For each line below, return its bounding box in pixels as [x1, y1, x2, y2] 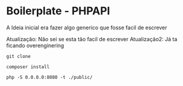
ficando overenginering [6, 42, 64, 49]
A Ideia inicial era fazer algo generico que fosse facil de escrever [6, 24, 167, 31]
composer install [6, 64, 50, 70]
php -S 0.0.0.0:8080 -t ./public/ [6, 74, 93, 80]
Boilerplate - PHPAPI [6, 4, 110, 18]
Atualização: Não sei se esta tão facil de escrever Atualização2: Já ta [6, 35, 178, 42]
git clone [6, 53, 31, 59]
